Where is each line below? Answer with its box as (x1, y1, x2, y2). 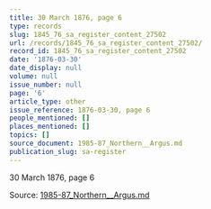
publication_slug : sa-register (9, 147, 127, 156)
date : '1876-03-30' (9, 55, 83, 64)
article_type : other (9, 96, 87, 106)
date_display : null (9, 64, 83, 73)
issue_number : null (9, 80, 83, 89)
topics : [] (9, 131, 50, 140)
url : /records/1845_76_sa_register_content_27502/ (9, 38, 203, 48)
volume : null (9, 72, 58, 81)
